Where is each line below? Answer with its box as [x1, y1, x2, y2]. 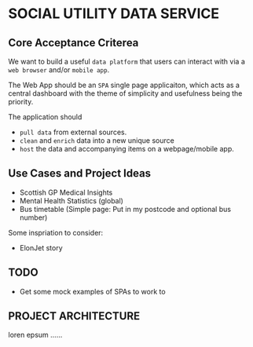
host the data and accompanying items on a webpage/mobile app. [19, 144, 234, 153]
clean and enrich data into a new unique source [19, 136, 174, 145]
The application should [8, 112, 82, 122]
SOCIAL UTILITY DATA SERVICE [8, 5, 220, 23]
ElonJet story [19, 243, 63, 252]
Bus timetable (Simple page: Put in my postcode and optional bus [19, 204, 232, 214]
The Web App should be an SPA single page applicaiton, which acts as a [8, 80, 240, 89]
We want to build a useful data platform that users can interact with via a [8, 57, 245, 66]
